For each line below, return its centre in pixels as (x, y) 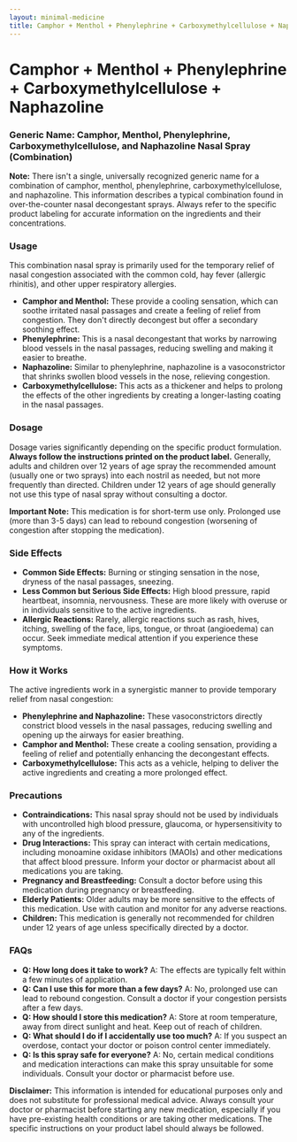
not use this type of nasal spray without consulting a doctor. (118, 494)
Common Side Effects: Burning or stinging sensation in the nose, (141, 572)
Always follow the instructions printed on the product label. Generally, (140, 456)
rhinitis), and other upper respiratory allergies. (93, 284)
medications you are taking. (72, 871)
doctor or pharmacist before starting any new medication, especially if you (145, 1109)
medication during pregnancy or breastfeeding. (108, 890)
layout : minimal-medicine (57, 17)
